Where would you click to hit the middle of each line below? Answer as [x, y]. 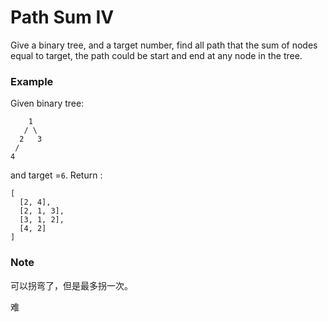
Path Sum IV [62, 17]
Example [32, 81]
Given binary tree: [47, 103]
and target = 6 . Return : [56, 175]
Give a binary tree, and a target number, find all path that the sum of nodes [164, 45]
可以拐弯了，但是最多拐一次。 [71, 285]
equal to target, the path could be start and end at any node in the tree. [156, 55]
